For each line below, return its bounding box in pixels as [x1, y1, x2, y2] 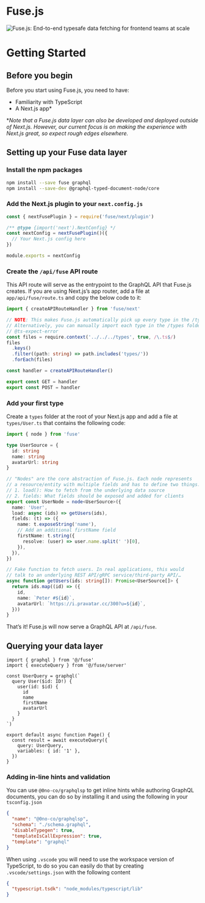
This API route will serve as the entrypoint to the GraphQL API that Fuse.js [6, 281, 192, 289]
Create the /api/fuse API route [6, 267, 98, 276]
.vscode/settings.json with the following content [6, 868, 131, 875]
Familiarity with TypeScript [15, 98, 82, 105]
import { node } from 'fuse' [6, 431, 81, 438]
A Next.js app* [15, 105, 52, 112]
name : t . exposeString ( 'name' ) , [17, 522, 97, 528]
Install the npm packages [6, 166, 83, 174]
